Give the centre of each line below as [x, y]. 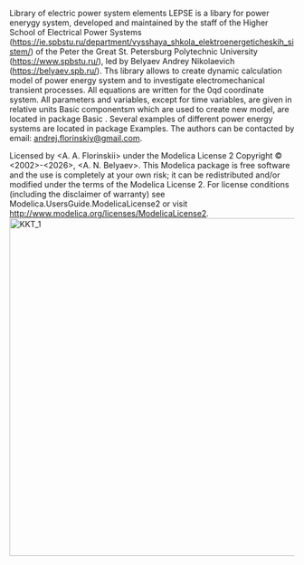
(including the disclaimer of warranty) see [87, 194]
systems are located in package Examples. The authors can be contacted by [152, 129]
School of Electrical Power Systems [76, 32]
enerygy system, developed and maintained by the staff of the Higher [139, 23]
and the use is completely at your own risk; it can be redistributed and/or [145, 175]
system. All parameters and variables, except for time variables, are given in [151, 100]
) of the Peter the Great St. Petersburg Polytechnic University [144, 52]
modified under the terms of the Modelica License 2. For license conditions [149, 184]
